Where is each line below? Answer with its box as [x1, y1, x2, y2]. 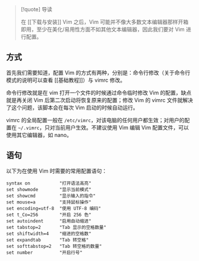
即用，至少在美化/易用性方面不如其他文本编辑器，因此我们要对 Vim [20, 26, 185, 33]
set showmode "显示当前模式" [6, 186, 91, 192]
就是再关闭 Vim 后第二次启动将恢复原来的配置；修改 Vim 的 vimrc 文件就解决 [6, 96, 193, 103]
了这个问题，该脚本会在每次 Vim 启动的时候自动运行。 [6, 104, 138, 111]
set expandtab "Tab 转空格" [6, 237, 89, 243]
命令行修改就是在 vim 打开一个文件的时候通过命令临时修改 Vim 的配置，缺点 [6, 89, 192, 96]
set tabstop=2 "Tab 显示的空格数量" [6, 224, 107, 230]
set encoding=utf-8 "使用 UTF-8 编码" [6, 205, 102, 211]
